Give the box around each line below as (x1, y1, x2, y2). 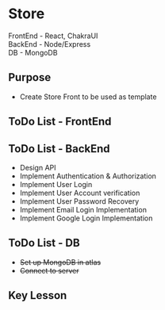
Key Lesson (8, 289, 67, 302)
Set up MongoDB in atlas (19, 257, 102, 266)
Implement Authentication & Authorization (19, 171, 157, 181)
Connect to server (19, 266, 79, 275)
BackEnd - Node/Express (8, 39, 91, 48)
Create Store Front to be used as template (19, 92, 157, 101)
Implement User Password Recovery (19, 196, 140, 206)
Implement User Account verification (19, 188, 140, 197)
